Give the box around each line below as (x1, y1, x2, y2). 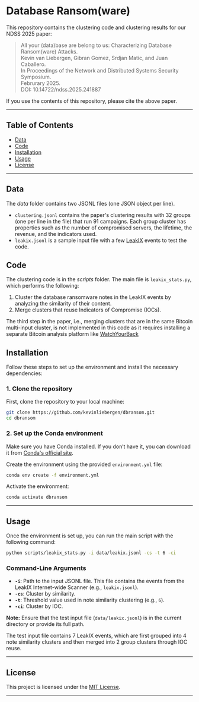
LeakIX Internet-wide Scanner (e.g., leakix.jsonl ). (14, 584, 139, 591)
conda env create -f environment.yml (6, 472, 99, 478)
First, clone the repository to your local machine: (6, 398, 124, 405)
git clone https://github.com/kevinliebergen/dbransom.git (6, 410, 155, 415)
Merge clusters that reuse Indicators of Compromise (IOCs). (14, 306, 162, 313)
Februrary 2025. (20, 79, 61, 87)
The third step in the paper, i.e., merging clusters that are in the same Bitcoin (6, 318, 193, 325)
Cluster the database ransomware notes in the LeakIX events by (14, 294, 171, 301)
